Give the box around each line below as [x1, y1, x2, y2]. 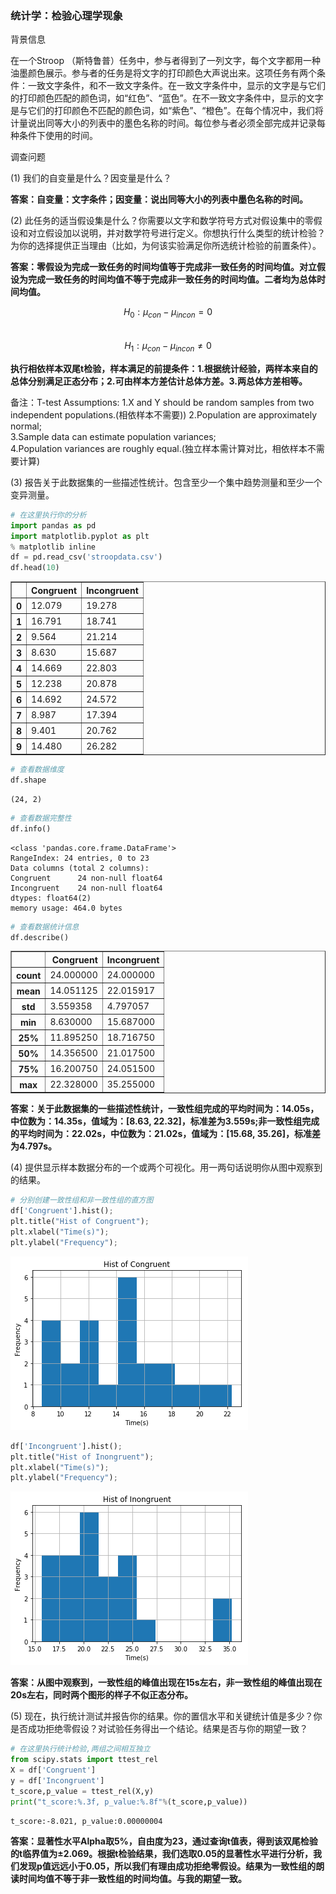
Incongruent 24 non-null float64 [10, 883, 163, 893]
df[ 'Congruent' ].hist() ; [10, 1206, 114, 1216]
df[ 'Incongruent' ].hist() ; [10, 1441, 123, 1451]
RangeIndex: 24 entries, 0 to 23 [10, 853, 150, 863]
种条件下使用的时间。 [10, 130, 98, 142]
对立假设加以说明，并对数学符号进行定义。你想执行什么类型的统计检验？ [27, 227, 326, 239]
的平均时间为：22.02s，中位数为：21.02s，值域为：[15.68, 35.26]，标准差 [10, 1128, 321, 1140]
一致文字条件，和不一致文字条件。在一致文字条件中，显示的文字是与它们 [27, 80, 326, 92]
